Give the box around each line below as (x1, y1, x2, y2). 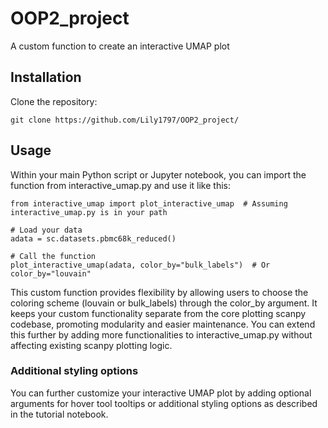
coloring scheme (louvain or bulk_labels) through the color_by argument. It (10, 297, 318, 309)
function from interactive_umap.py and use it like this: (10, 179, 231, 191)
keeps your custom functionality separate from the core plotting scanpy (10, 307, 307, 319)
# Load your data (10, 225, 83, 235)
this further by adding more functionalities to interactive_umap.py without (10, 328, 313, 341)
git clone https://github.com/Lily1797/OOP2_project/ (10, 115, 240, 125)
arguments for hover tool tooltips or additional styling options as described (10, 397, 318, 409)
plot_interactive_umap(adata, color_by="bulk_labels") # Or (10, 260, 271, 270)
